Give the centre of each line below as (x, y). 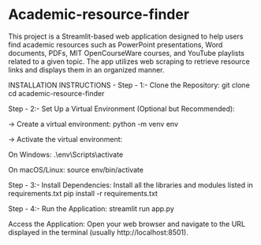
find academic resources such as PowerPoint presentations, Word (116, 44)
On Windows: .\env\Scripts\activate (66, 154)
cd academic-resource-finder (56, 93)
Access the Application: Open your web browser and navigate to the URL (127, 224)
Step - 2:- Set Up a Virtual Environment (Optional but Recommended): (121, 109)
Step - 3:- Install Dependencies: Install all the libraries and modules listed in (131, 185)
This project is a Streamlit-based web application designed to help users (126, 36)
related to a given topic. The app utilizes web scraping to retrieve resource (129, 61)
